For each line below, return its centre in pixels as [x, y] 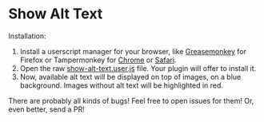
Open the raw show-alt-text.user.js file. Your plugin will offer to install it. [138, 68]
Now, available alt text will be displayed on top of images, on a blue [130, 77]
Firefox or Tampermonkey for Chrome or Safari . [98, 60]
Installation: [27, 36]
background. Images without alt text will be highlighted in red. [122, 85]
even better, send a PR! [47, 109]
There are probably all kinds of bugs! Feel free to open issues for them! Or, [131, 100]
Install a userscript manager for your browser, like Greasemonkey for [133, 51]
